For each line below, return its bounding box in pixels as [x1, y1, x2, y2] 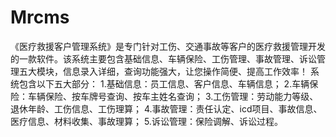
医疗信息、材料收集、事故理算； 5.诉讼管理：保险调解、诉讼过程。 [10, 115, 283, 127]
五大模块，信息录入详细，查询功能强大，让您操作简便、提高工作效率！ [18, 65, 308, 77]
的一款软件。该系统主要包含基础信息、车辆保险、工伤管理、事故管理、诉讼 [10, 52, 317, 65]
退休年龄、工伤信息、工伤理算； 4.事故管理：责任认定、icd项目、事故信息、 [10, 102, 323, 115]
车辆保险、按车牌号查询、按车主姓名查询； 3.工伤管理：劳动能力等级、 [27, 90, 319, 102]
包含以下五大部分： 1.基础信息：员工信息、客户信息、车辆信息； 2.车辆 [18, 77, 310, 90]
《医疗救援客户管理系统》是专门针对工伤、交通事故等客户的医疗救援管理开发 [10, 40, 326, 52]
